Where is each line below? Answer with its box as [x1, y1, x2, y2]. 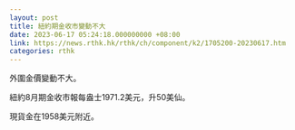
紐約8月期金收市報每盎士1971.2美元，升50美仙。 [9, 92, 191, 103]
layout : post [9, 13, 59, 23]
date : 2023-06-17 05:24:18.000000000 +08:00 [9, 30, 181, 39]
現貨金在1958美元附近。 [9, 111, 100, 122]
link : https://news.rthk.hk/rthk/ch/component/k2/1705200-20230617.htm [9, 38, 286, 48]
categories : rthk [9, 47, 75, 56]
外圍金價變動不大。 [9, 73, 82, 84]
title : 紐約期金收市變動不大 [9, 22, 106, 31]
